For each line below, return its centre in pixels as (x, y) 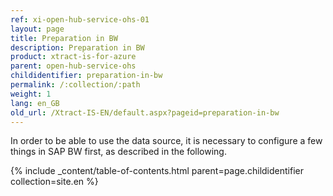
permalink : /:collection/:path (75, 85)
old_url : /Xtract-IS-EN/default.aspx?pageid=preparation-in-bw (145, 112)
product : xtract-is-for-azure (73, 57)
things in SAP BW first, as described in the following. (118, 152)
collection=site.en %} (54, 182)
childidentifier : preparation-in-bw (86, 76)
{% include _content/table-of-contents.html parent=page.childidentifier (157, 171)
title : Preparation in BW (64, 38)
